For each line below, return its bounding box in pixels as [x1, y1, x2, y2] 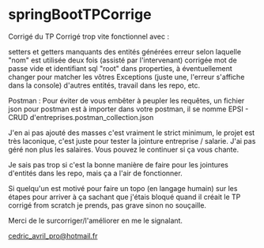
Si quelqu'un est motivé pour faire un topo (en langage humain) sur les [8, 183, 238, 193]
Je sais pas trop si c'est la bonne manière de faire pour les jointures [8, 160, 229, 169]
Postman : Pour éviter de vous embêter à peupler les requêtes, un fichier [8, 96, 245, 105]
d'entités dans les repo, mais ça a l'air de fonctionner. [8, 168, 183, 178]
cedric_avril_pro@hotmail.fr [8, 231, 98, 240]
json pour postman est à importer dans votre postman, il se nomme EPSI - [8, 104, 249, 114]
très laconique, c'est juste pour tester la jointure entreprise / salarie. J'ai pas [8, 136, 256, 145]
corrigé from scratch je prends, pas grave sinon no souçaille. [8, 200, 207, 210]
